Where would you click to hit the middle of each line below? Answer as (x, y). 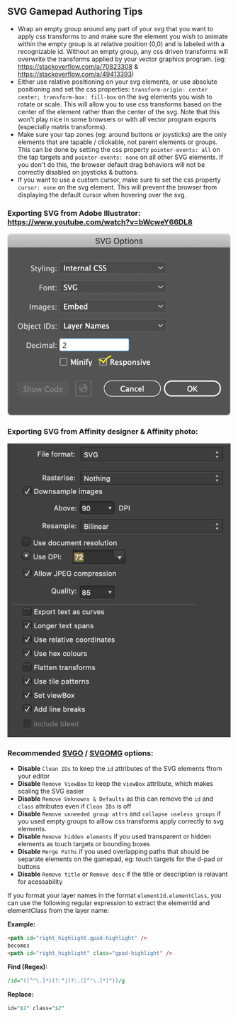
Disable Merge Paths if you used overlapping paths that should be (113, 852)
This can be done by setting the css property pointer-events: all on (119, 149)
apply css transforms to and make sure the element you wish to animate (123, 36)
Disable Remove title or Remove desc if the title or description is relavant (123, 874)
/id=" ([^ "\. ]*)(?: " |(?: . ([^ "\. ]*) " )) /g (66, 981)
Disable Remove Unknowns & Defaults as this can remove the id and (115, 799)
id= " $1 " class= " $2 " (36, 1008)
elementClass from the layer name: (58, 911)
